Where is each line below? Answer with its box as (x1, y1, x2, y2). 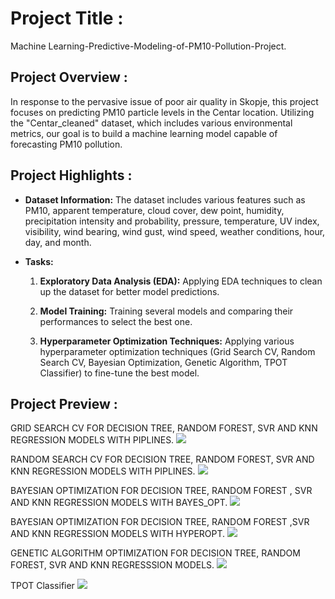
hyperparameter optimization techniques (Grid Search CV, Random (39, 345, 316, 357)
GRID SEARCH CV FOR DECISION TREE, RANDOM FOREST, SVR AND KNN (10, 422, 318, 434)
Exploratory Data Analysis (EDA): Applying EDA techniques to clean (39, 275, 323, 287)
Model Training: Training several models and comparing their (39, 305, 294, 317)
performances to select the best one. (39, 315, 193, 327)
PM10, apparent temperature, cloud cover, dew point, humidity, (24, 204, 285, 216)
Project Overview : (10, 69, 128, 86)
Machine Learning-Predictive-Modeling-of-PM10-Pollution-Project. (10, 40, 287, 52)
